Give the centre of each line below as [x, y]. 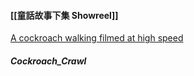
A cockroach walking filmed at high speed [97, 38]
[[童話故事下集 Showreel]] [64, 15]
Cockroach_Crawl [48, 61]
